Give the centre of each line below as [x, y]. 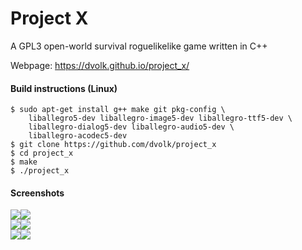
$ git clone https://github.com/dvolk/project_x [113, 145]
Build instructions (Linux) [64, 88]
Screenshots [37, 193]
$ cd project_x [42, 153]
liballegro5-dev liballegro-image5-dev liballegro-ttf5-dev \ [160, 118]
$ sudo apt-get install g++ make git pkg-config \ [118, 110]
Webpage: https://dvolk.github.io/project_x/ [100, 65]
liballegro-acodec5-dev [78, 136]
